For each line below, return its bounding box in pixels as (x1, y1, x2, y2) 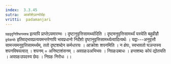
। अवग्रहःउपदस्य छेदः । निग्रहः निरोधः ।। (5, 54, 72, 60)
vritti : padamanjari (5, 17, 51, 22)
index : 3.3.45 (5, 7, 38, 13)
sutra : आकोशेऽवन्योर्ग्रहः (5, 12, 46, 17)
